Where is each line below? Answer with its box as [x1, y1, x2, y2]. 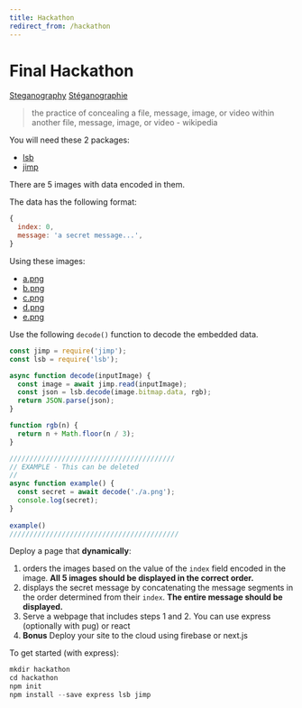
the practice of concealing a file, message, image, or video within [31, 107, 275, 118]
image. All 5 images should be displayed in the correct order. [22, 573, 254, 584]
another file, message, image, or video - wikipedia [31, 117, 218, 128]
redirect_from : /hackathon [9, 22, 111, 31]
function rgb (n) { [9, 421, 78, 430]
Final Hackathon [9, 60, 134, 81]
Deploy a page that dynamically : [9, 546, 132, 556]
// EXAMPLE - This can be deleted [9, 462, 140, 472]
